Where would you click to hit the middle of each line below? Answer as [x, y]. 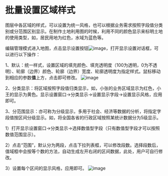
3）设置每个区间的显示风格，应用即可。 [46, 168]
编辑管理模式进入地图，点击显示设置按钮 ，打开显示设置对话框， [80, 48]
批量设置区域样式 [40, 10]
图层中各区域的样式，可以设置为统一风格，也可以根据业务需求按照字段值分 [82, 25]
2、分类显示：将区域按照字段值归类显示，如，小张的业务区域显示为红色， [81, 88]
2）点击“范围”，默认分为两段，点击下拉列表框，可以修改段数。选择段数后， [83, 145]
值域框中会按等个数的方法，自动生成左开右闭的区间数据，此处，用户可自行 [82, 151]
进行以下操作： [25, 54]
